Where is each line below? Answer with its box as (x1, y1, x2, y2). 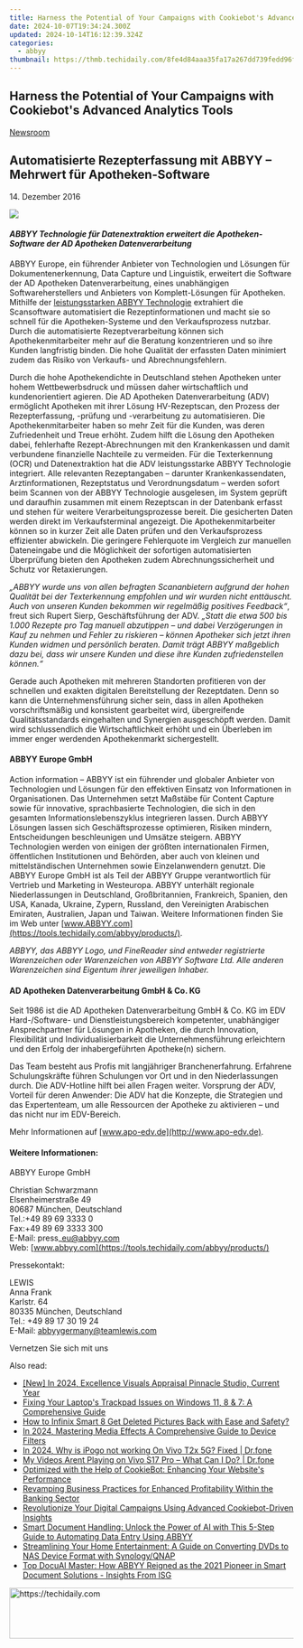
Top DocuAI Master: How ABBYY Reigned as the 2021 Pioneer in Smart (22, 1560, 287, 1571)
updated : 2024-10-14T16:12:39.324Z (9, 30, 143, 39)
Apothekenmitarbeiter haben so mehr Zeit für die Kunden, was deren (9, 419, 265, 430)
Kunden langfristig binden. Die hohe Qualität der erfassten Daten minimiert (9, 344, 287, 355)
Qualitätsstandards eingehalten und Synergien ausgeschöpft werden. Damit (9, 714, 291, 725)
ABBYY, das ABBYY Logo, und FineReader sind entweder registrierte (9, 945, 266, 956)
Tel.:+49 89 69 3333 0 (9, 1213, 94, 1224)
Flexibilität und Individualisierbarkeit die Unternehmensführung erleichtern (9, 1034, 286, 1044)
